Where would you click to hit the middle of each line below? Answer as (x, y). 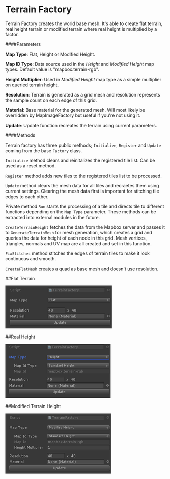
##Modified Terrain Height (33, 406)
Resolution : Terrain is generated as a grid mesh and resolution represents (83, 94)
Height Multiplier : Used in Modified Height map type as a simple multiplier (83, 79)
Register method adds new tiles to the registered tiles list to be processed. (83, 176)
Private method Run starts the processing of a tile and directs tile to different (85, 206)
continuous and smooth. (31, 258)
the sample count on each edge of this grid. (51, 100)
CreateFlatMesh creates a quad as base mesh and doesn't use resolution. (82, 269)
